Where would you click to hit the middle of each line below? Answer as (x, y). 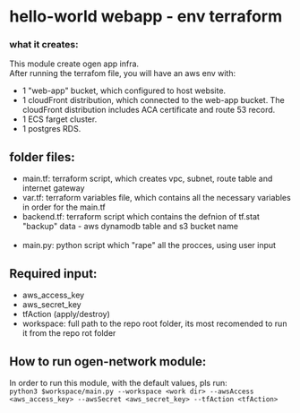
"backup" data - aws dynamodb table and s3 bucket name (130, 227)
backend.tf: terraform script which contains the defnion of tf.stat (141, 217)
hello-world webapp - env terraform (146, 17)
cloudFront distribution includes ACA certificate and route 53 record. (149, 110)
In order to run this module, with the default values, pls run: (119, 383)
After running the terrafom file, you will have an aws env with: (122, 73)
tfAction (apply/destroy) (66, 314)
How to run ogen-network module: (108, 361)
